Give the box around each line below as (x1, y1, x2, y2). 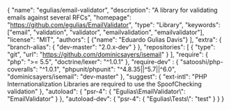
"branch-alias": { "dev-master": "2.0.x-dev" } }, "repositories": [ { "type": (7, 43, 216, 51)
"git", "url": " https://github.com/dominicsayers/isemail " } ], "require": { (7, 50, 209, 58)
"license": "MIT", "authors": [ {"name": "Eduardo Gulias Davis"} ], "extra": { (7, 36, 222, 44)
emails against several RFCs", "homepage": (7, 13, 132, 22)
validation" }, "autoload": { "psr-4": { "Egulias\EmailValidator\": (7, 87, 186, 95)
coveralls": (7, 65, 38, 73)
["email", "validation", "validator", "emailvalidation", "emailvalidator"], (7, 28, 205, 36)
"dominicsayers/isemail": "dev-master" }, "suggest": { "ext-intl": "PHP (7, 72, 207, 81)
